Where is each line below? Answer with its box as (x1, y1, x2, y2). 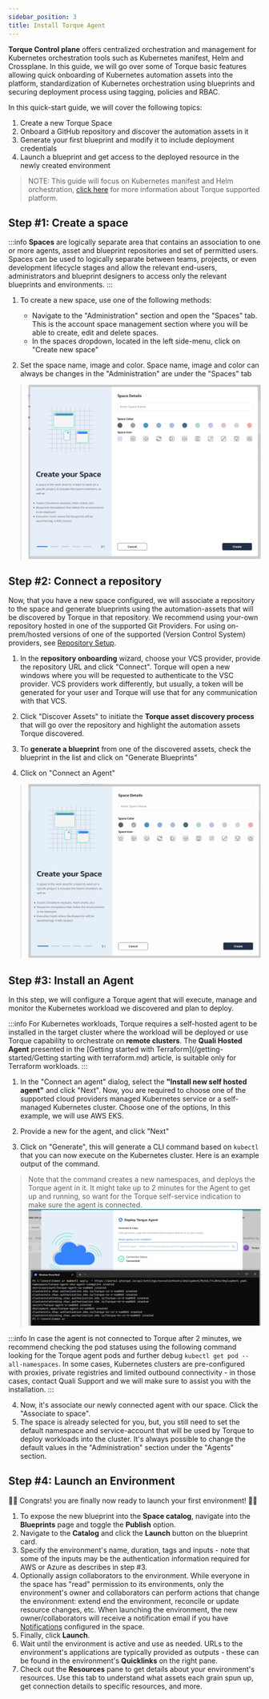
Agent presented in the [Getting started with (8, 1044, 155, 1054)
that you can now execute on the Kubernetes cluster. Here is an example (19, 1150, 260, 1160)
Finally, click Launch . (19, 1630, 90, 1640)
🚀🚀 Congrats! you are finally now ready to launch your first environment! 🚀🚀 (8, 1496, 258, 1505)
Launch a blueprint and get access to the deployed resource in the (19, 152, 240, 162)
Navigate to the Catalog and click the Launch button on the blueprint (19, 1528, 248, 1537)
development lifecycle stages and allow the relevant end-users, (8, 263, 218, 272)
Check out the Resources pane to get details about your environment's (19, 1664, 255, 1673)
